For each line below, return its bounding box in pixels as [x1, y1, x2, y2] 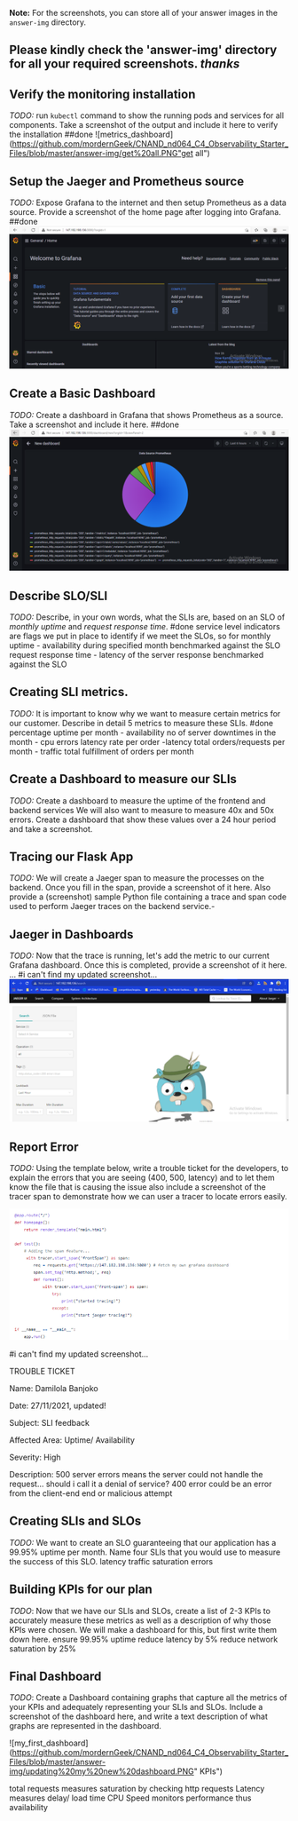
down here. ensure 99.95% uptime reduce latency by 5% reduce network [9, 1634, 278, 1644]
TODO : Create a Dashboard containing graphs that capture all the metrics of [9, 1692, 287, 1703]
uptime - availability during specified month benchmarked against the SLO [9, 640, 281, 651]
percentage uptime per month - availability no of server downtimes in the [9, 727, 277, 738]
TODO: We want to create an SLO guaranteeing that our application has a [9, 1537, 277, 1548]
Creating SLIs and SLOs [9, 1514, 142, 1529]
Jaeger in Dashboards [9, 927, 134, 942]
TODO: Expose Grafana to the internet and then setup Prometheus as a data [9, 197, 286, 208]
